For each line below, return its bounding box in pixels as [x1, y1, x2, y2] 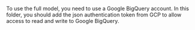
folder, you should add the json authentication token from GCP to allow [6, 11, 182, 18]
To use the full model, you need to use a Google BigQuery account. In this [6, 5, 190, 12]
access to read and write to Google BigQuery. [6, 18, 119, 24]
